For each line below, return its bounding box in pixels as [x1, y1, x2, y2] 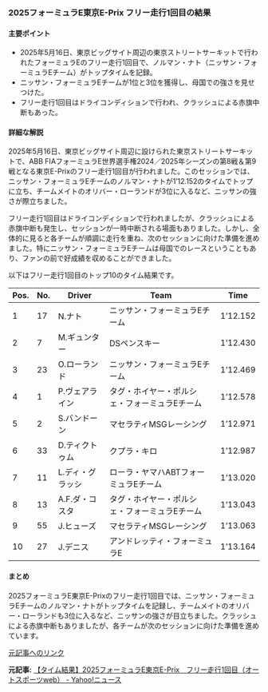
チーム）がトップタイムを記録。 [52, 68, 157, 78]
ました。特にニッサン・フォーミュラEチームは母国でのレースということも [8, 244, 250, 253]
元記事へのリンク [8, 647, 65, 657]
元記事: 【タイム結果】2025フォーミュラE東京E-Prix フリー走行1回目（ [8, 665, 246, 674]
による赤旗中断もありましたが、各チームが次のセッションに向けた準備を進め [8, 621, 259, 630]
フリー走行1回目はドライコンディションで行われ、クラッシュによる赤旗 [19, 97, 253, 107]
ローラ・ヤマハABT [108, 467, 181, 478]
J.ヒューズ [57, 521, 97, 532]
